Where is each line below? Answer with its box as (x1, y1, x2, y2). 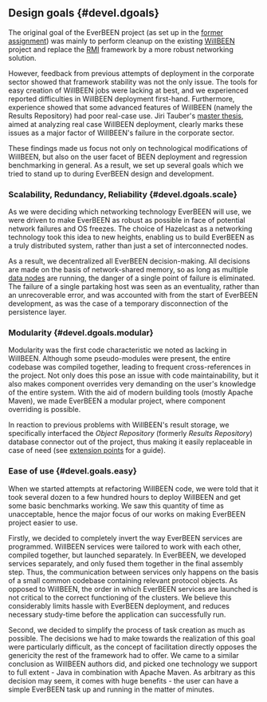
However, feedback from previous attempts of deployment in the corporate (8, 68, 255, 78)
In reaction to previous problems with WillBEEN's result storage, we (8, 420, 230, 430)
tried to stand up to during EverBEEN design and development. (8, 169, 214, 178)
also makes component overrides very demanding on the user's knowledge (8, 379, 257, 389)
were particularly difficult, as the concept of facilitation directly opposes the (8, 642, 257, 652)
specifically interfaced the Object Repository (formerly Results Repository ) (8, 429, 253, 438)
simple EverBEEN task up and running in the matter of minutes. (8, 684, 215, 694)
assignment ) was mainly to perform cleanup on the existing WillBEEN (8, 36, 235, 46)
